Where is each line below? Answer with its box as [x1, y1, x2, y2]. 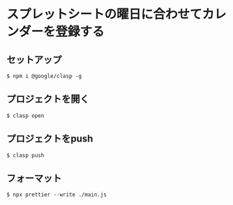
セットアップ [6, 54, 62, 66]
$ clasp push [6, 151, 45, 159]
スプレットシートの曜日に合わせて [6, 6, 203, 22]
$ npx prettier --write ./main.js [6, 191, 107, 199]
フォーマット [6, 172, 62, 185]
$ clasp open [6, 112, 45, 119]
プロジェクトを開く [6, 93, 89, 105]
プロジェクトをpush [6, 133, 93, 145]
